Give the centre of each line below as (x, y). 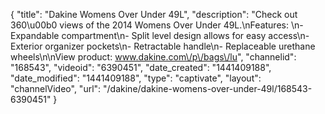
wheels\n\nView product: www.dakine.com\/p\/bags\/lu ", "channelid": (153, 57)
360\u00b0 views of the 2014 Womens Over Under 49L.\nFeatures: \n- (157, 25)
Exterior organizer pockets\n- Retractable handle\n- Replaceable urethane (163, 46)
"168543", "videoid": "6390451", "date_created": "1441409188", (141, 67)
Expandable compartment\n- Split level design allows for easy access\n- (160, 35)
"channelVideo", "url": (56, 88)
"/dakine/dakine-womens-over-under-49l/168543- (208, 88)
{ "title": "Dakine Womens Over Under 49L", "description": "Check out (154, 14)
